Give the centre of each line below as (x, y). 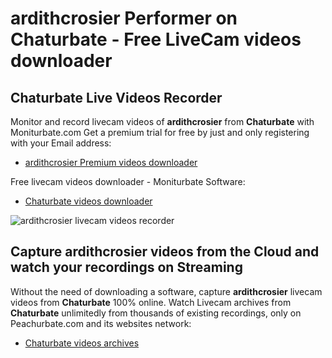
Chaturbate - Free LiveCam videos (156, 39)
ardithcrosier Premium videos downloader (111, 162)
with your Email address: (61, 143)
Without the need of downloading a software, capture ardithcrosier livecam (166, 291)
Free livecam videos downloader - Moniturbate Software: (128, 181)
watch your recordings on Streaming (126, 267)
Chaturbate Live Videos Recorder (116, 97)
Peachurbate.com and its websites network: (101, 323)
